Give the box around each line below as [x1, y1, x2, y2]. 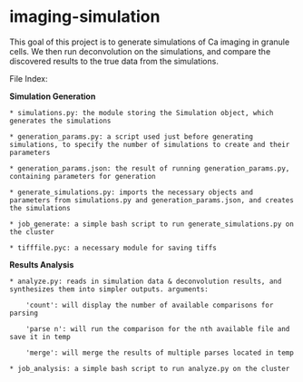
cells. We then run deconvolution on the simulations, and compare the [9, 45, 271, 56]
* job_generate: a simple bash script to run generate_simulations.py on [9, 220, 295, 229]
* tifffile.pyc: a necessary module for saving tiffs [9, 243, 218, 252]
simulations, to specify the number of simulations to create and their [9, 140, 290, 149]
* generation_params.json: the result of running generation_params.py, [9, 163, 290, 173]
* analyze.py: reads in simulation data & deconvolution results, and [9, 277, 282, 286]
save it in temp [9, 332, 71, 341]
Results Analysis [9, 259, 74, 269]
